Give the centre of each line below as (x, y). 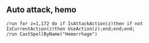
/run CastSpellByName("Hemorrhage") (52, 34)
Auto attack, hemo (41, 10)
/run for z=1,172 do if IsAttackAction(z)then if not (75, 23)
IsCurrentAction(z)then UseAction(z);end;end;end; (71, 29)
